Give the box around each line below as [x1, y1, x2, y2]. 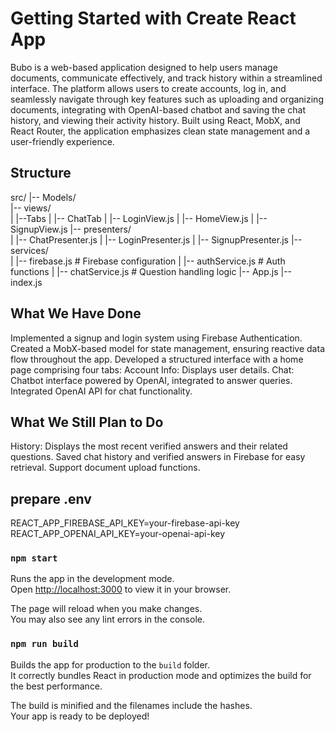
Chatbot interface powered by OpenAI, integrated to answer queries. [10, 374, 293, 386]
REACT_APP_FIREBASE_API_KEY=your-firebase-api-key [10, 517, 240, 529]
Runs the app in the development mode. [10, 573, 175, 585]
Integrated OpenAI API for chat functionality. [10, 385, 193, 397]
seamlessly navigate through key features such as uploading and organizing [10, 93, 324, 105]
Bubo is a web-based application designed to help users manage [10, 61, 278, 73]
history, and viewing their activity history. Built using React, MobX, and [10, 114, 301, 126]
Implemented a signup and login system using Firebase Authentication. [10, 332, 303, 344]
